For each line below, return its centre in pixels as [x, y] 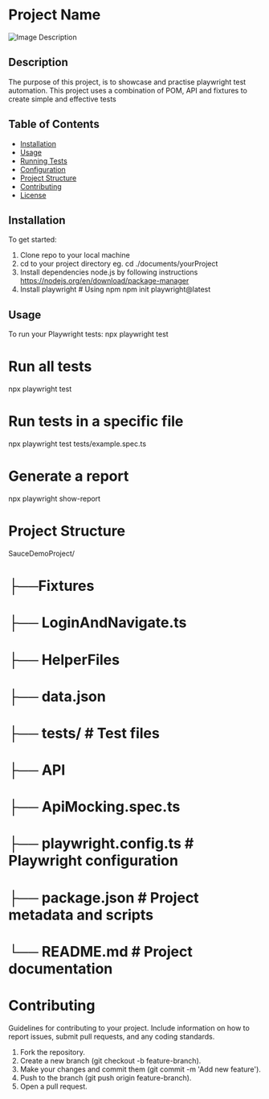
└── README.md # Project [100, 951]
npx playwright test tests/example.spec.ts [77, 444]
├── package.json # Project [104, 897]
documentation [61, 969]
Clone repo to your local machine [75, 255]
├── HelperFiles [64, 660]
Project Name [55, 15]
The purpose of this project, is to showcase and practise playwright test [127, 81]
